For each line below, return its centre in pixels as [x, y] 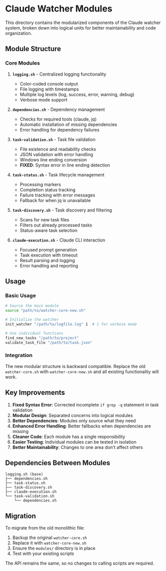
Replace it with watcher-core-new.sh [49, 543]
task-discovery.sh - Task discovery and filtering [62, 210]
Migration [21, 516]
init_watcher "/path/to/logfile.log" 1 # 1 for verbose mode [71, 324]
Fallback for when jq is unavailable [55, 200]
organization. [19, 33]
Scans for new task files [45, 219]
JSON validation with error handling [56, 154]
